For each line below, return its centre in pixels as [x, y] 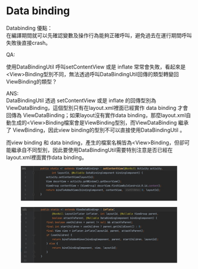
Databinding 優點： [29, 28]
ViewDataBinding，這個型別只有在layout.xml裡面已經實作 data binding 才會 [97, 108]
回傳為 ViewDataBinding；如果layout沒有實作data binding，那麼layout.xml [96, 115]
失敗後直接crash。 [29, 43]
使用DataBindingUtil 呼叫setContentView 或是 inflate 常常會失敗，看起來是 [96, 67]
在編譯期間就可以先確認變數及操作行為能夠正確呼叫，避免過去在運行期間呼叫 [99, 35]
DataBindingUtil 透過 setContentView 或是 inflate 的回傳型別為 [81, 100]
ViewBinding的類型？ [32, 82]
